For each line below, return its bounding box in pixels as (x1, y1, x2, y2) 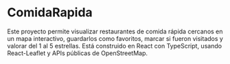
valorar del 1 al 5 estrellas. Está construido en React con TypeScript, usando (7, 42, 222, 50)
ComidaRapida (7, 5, 93, 20)
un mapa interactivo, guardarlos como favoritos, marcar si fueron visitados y (7, 34, 223, 42)
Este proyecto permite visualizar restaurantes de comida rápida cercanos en (7, 27, 223, 35)
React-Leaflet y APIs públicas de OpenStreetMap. (7, 49, 148, 57)
